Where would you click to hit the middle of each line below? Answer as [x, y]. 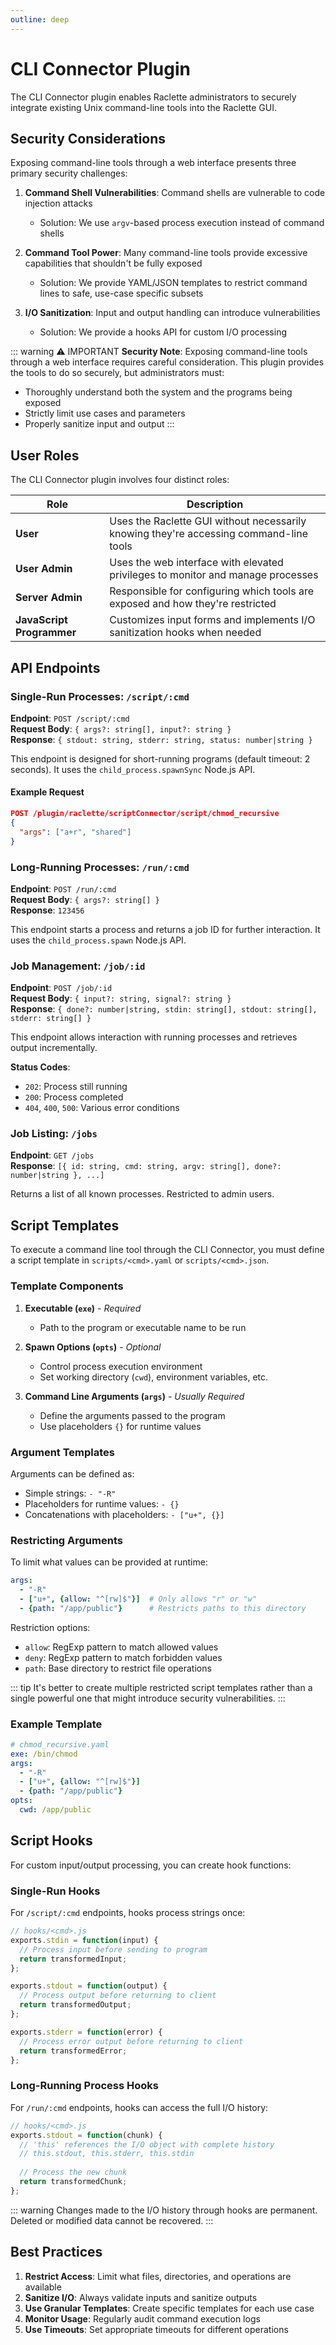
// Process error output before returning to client [131, 2041]
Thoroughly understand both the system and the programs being [158, 392]
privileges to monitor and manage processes [214, 575]
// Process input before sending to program [113, 1949]
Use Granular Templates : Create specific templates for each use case [169, 2308]
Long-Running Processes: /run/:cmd [100, 867]
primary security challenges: [69, 173]
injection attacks [58, 203]
